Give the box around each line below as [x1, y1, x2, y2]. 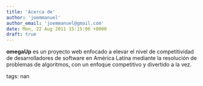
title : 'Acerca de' [6, 8, 56, 15]
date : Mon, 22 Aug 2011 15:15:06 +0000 [6, 25, 107, 32]
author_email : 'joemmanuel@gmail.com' [6, 20, 104, 26]
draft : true [6, 31, 36, 38]
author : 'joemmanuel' [6, 15, 61, 21]
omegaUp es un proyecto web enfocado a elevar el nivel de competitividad [6, 48, 194, 55]
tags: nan [6, 73, 30, 80]
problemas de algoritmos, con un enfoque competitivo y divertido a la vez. [6, 61, 192, 68]
